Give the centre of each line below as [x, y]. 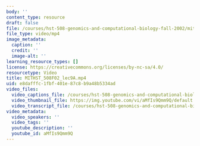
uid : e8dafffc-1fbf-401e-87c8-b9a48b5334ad [61, 84]
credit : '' [25, 51]
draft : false [22, 23]
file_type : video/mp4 [33, 34]
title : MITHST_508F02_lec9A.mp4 [46, 78]
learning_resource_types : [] [42, 61]
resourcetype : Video [32, 73]
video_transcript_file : [41, 106]
